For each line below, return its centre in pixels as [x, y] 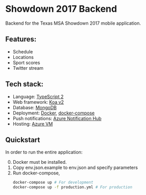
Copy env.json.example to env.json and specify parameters [75, 168]
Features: [21, 39]
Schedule [23, 51]
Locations [23, 57]
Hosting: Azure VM [33, 124]
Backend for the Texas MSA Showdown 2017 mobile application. [73, 23]
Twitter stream [28, 68]
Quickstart [23, 140]
